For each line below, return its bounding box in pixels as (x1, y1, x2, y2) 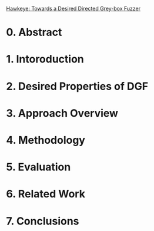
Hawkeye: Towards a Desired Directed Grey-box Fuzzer (6, 5, 141, 12)
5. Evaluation (6, 160, 71, 174)
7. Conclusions (6, 214, 79, 227)
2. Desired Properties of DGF (6, 80, 149, 93)
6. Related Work (6, 187, 85, 201)
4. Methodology (6, 133, 85, 147)
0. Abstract (6, 26, 62, 39)
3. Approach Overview (6, 106, 119, 120)
